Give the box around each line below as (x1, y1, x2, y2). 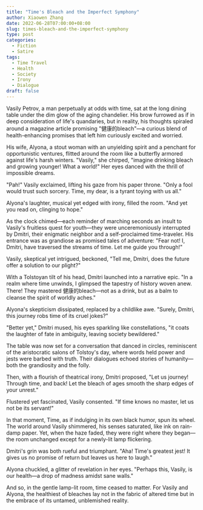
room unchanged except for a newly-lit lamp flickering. (15, 435, 153, 443)
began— (174, 429, 196, 436)
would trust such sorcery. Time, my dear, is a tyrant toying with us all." (6, 187, 182, 195)
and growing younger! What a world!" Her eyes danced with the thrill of (6, 162, 185, 170)
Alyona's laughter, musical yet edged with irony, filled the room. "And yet (6, 199, 188, 207)
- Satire (12, 49, 34, 55)
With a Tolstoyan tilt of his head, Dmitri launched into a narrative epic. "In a (6, 273, 193, 280)
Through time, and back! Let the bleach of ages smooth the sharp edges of (6, 379, 194, 387)
